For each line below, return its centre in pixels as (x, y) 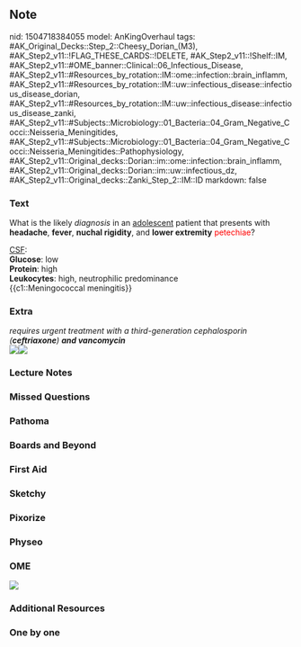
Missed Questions (50, 397)
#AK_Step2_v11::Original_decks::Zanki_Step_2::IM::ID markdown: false (138, 180)
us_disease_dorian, (45, 94)
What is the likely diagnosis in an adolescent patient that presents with (140, 223)
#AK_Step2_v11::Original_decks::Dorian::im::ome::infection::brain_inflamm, (146, 160)
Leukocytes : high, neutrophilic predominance (94, 279)
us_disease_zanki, (43, 112)
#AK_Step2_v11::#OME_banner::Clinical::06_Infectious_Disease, (127, 65)
